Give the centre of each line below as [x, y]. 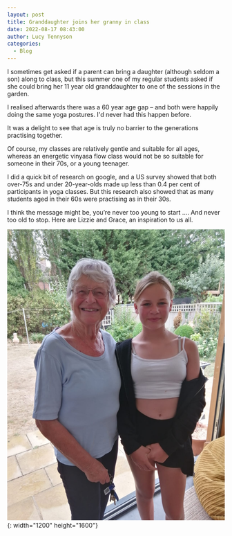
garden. [18, 94]
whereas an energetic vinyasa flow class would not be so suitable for [105, 156]
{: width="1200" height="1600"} [53, 525]
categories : [24, 44]
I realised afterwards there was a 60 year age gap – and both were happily [113, 107]
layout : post [26, 15]
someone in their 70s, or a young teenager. [68, 163]
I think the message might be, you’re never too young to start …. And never [114, 212]
